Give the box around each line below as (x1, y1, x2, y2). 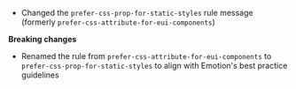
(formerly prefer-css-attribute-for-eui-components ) (20, 17, 216, 27)
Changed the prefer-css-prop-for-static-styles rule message (20, 8, 253, 18)
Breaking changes (8, 34, 77, 44)
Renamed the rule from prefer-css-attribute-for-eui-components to (20, 51, 272, 61)
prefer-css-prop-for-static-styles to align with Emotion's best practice (20, 61, 288, 70)
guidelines (20, 70, 59, 80)
